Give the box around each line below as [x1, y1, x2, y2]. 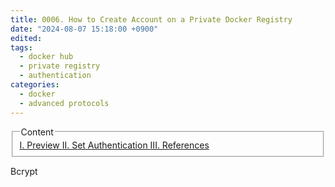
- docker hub [19, 52, 74, 62]
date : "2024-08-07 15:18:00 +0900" [10, 24, 159, 34]
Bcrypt [10, 166, 38, 178]
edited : [10, 33, 43, 43]
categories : [10, 80, 60, 90]
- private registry [19, 61, 101, 71]
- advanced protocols [19, 98, 110, 108]
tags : [10, 42, 33, 53]
